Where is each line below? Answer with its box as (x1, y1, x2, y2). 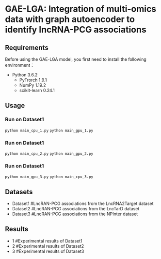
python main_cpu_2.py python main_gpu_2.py (5, 151, 94, 156)
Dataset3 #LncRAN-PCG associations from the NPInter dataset (12, 211, 138, 217)
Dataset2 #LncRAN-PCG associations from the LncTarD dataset (12, 206, 140, 212)
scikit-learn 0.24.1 (19, 88, 55, 93)
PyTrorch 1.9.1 (19, 77, 47, 83)
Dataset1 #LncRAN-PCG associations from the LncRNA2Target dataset (12, 201, 154, 206)
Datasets (5, 187, 33, 196)
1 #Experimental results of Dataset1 (12, 238, 82, 244)
